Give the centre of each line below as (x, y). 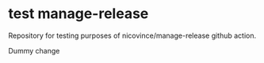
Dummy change (34, 50)
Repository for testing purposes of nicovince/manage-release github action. (132, 35)
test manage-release (78, 14)
